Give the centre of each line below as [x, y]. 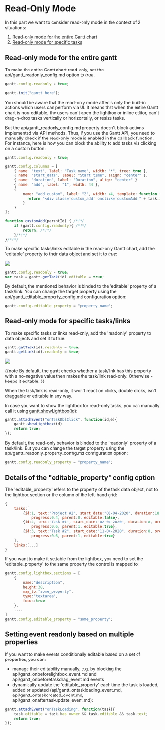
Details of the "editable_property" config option [80, 478]
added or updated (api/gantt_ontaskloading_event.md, [67, 690]
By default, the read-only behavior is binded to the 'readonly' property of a [81, 443]
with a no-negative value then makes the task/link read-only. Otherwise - [79, 376]
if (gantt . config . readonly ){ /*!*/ [50, 226]
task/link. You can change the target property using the [61, 292]
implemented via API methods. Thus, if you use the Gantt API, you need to [80, 133]
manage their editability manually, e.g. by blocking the [67, 669]
